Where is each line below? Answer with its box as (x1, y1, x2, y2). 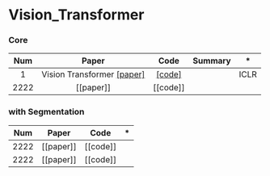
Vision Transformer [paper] (41, 69, 146, 80)
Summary (192, 55, 232, 66)
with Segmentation (8, 107, 85, 118)
